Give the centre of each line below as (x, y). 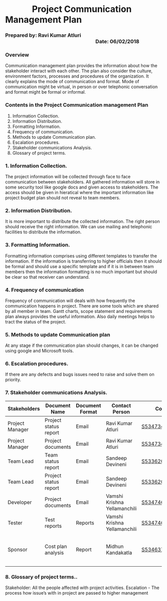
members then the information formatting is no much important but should (81, 272)
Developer (20, 502)
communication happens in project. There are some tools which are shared (82, 306)
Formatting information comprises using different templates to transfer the (81, 256)
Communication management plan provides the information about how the (81, 66)
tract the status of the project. (36, 321)
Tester (15, 522)
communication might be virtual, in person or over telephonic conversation (82, 87)
